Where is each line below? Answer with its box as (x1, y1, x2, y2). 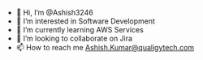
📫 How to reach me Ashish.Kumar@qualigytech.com (15, 43, 195, 52)
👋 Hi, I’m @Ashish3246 (15, 8, 93, 17)
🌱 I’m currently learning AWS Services (15, 25, 144, 34)
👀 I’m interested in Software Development (15, 16, 156, 26)
